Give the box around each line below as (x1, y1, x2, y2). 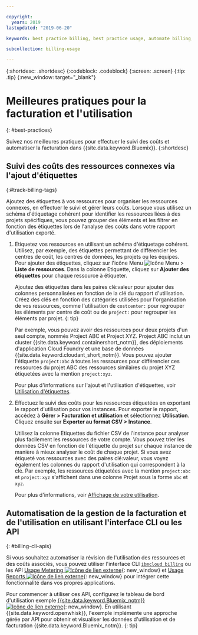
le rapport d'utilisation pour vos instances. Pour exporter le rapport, (14, 405, 179, 412)
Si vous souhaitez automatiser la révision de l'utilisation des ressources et (6, 553, 186, 561)
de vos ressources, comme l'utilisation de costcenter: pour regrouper (14, 302, 184, 309)
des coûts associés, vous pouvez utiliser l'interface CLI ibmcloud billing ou (6, 560, 192, 567)
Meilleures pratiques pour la (6, 95, 147, 108)
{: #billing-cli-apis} (6, 542, 52, 549)
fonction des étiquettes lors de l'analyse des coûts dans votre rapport (6, 223, 176, 230)
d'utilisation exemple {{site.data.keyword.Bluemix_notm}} (6, 597, 146, 604)
